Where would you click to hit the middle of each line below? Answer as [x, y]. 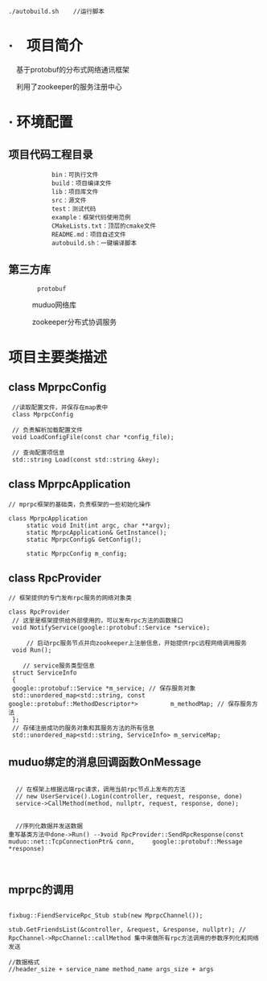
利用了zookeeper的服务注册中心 [69, 86]
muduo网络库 [54, 305]
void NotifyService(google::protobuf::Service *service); [111, 628]
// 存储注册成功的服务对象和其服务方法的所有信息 [83, 729]
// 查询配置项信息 [38, 453]
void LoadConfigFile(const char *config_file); [93, 437]
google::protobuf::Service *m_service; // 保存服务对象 [104, 689]
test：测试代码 [74, 209]
